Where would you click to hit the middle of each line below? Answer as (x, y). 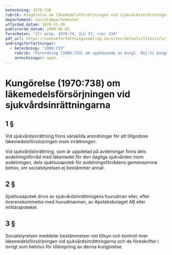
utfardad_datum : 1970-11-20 (35, 24)
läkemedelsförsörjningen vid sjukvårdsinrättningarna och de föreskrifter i (82, 241)
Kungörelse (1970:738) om (63, 83)
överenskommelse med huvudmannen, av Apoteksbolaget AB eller (76, 202)
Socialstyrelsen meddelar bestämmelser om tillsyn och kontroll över (77, 236)
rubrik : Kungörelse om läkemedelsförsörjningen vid (61, 15)
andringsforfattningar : (31, 44)
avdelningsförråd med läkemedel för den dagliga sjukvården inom (74, 157)
